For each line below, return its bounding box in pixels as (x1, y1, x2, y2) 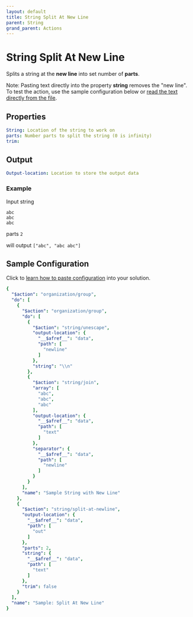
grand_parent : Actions (6, 25, 62, 31)
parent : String (6, 20, 44, 25)
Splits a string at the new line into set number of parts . (6, 71, 140, 78)
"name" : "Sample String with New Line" (21, 490, 120, 495)
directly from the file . (6, 94, 57, 101)
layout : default (6, 8, 46, 15)
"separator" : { (32, 446, 70, 452)
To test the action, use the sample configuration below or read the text (6, 88, 178, 95)
